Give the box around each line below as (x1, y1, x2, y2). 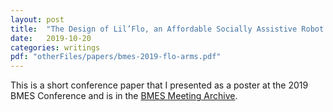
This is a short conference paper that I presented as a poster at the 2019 (10, 79, 309, 91)
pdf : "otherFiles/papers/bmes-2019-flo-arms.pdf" (10, 52, 222, 62)
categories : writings (10, 42, 101, 53)
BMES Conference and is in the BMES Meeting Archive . (10, 90, 238, 102)
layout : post (10, 14, 65, 25)
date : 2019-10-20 (10, 33, 92, 43)
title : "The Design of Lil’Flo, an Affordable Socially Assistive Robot (10, 24, 325, 34)
